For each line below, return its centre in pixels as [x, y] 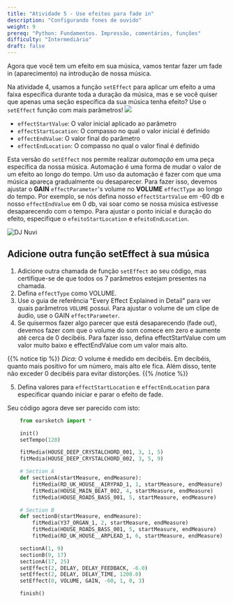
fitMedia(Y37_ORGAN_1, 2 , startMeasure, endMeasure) [111, 523]
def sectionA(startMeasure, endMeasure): [81, 478]
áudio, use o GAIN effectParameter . [68, 315]
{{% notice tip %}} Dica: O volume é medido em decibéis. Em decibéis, [109, 358]
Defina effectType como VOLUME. [67, 293]
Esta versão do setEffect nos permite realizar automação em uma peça [111, 159]
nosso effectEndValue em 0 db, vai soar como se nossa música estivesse [113, 204]
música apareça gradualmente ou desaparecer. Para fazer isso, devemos [112, 181]
